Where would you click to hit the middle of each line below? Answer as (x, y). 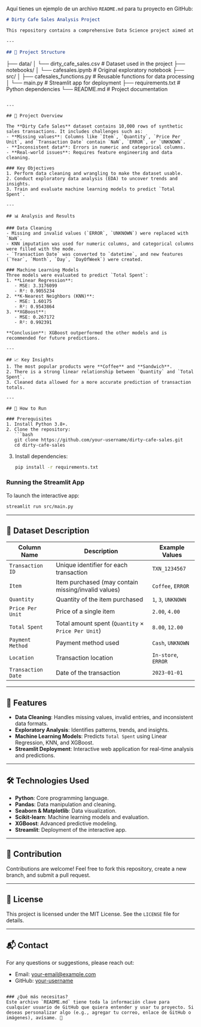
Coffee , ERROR (171, 586)
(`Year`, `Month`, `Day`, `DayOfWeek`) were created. (75, 259)
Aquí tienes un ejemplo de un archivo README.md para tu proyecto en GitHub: (100, 9)
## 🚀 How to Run (26, 408)
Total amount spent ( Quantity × (100, 623)
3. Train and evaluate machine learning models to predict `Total (91, 189)
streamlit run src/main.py (40, 506)
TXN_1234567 (169, 569)
